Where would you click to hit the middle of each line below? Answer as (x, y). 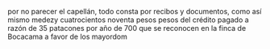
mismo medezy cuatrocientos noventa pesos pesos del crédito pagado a (128, 20)
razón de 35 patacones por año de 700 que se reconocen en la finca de (127, 28)
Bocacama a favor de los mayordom (68, 36)
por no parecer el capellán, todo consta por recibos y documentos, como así (135, 11)
